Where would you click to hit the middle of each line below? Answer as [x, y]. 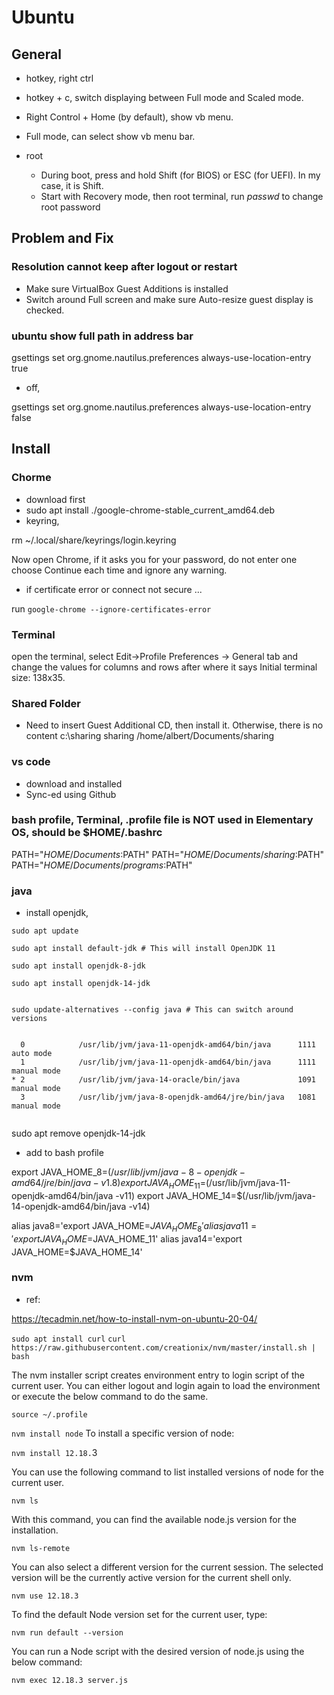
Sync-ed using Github [71, 794]
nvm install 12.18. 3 [54, 1452]
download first [55, 499]
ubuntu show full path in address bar [102, 336]
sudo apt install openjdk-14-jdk [81, 984]
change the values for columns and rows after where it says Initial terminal [164, 667]
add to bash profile [64, 1153]
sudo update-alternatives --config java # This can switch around [152, 1010]
